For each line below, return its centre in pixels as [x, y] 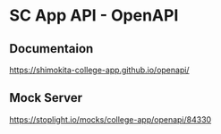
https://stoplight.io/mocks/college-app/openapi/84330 [110, 119]
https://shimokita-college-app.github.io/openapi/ [99, 70]
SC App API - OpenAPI [94, 16]
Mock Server [46, 98]
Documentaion [51, 49]
